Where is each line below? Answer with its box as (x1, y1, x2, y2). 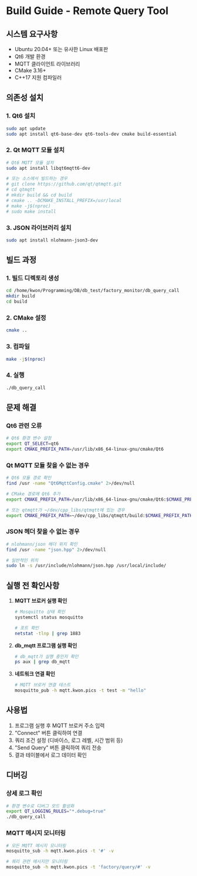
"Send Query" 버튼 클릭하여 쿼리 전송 (14, 744, 101, 751)
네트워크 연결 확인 (14, 670, 56, 677)
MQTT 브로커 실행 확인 (14, 598, 67, 605)
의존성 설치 (6, 93, 44, 103)
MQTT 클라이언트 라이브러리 (14, 61, 80, 67)
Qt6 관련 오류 (6, 421, 42, 429)
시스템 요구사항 (6, 29, 58, 39)
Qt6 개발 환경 (14, 53, 46, 60)
